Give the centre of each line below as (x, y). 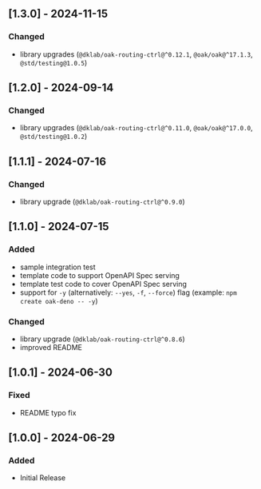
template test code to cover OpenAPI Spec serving (103, 284)
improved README (51, 348)
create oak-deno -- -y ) (59, 300)
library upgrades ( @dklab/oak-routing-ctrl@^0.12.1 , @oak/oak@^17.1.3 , (136, 54)
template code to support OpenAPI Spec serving (99, 275)
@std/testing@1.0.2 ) (53, 137)
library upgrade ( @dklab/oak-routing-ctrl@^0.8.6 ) (102, 339)
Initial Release (43, 478)
